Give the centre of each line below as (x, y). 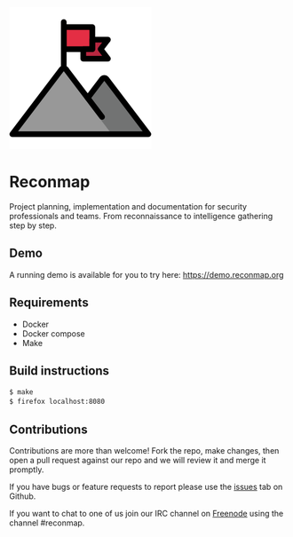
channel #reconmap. (47, 523)
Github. (23, 496)
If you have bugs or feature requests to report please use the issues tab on (146, 486)
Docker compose (54, 333)
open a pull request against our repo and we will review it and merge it (138, 460)
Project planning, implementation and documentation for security (128, 206)
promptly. (27, 470)
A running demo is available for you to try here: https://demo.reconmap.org (146, 274)
